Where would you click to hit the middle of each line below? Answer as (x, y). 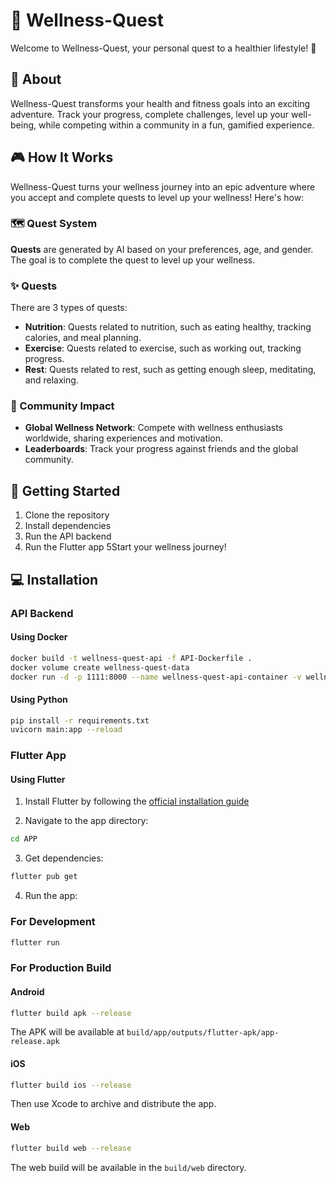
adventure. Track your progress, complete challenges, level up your (150, 114)
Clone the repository (67, 515)
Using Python (39, 699)
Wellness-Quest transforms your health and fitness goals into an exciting (160, 103)
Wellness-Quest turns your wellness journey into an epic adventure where (163, 186)
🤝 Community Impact (62, 406)
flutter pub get (44, 877)
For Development (53, 922)
